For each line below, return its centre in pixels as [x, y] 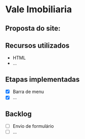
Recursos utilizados [37, 45]
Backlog [19, 114]
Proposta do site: [33, 28]
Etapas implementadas [42, 79]
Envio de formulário [33, 126]
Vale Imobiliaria [39, 9]
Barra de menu [28, 92]
